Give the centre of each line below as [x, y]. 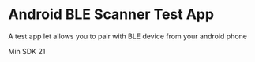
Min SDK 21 [27, 51]
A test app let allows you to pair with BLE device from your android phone [127, 36]
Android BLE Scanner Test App [111, 15]
